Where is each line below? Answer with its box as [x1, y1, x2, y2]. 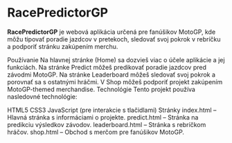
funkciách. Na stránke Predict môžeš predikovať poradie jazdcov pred [7, 63, 206, 71]
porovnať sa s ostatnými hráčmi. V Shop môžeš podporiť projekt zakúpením [7, 77, 223, 86]
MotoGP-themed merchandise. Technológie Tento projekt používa [7, 85, 196, 93]
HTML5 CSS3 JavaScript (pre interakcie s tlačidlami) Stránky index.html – [7, 106, 217, 114]
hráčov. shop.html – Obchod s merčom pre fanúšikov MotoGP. [7, 128, 185, 136]
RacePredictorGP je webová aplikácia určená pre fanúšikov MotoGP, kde [7, 28, 216, 36]
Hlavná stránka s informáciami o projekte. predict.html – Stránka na [7, 113, 199, 122]
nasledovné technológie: [7, 92, 78, 101]
